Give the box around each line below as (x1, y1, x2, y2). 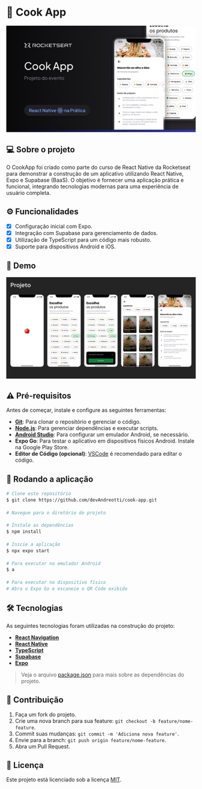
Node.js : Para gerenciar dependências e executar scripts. (14, 425, 159, 432)
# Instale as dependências (6, 523, 74, 529)
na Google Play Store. (14, 444, 69, 451)
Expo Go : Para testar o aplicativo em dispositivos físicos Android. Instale (14, 437, 195, 444)
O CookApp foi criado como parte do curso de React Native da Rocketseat (6, 164, 191, 171)
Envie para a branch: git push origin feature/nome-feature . (14, 736, 167, 743)
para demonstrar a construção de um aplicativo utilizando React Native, (6, 170, 184, 177)
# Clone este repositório (6, 490, 71, 497)
